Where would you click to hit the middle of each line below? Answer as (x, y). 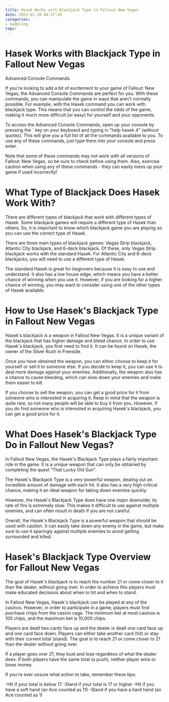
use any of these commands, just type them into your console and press (80, 141)
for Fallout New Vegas (52, 568)
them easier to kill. (24, 383)
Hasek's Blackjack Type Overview (78, 557)
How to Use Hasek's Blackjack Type (82, 311)
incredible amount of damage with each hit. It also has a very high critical (81, 484)
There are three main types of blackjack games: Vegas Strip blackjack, (79, 243)
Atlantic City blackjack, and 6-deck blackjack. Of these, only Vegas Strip (80, 248)
